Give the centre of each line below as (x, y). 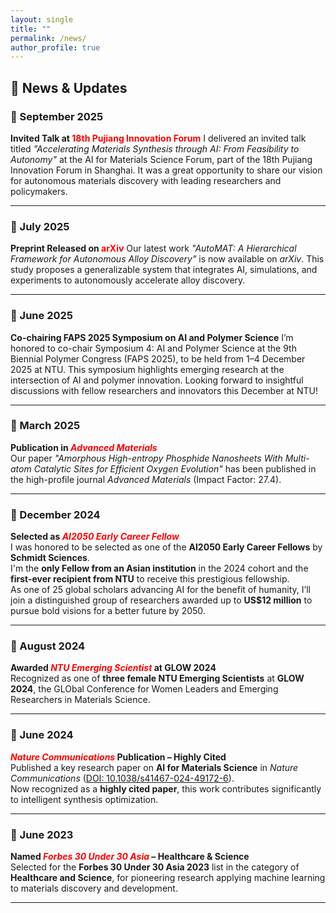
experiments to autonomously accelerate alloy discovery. (128, 280)
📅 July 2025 (40, 226)
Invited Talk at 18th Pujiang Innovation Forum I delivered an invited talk (158, 138)
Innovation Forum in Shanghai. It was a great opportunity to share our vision (166, 170)
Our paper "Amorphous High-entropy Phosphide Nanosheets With (146, 458)
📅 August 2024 (48, 646)
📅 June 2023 (42, 834)
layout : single (42, 19)
